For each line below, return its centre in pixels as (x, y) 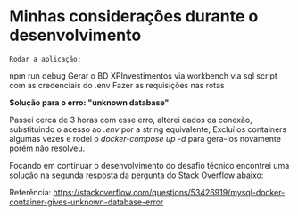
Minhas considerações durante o (134, 17)
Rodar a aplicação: (46, 59)
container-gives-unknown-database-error (87, 202)
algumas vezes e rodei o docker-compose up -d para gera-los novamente (145, 138)
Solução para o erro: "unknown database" (89, 102)
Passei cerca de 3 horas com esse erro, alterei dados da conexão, (131, 120)
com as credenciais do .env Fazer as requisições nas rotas (117, 85)
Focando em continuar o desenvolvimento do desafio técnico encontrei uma (149, 165)
